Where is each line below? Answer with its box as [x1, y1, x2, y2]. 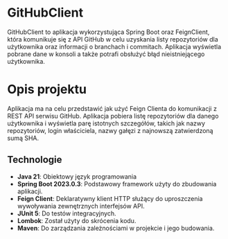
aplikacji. [17, 187, 43, 195]
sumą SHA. [7, 134, 40, 142]
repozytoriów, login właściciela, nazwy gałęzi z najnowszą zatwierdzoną [7, 126, 213, 134]
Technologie [7, 154, 62, 166]
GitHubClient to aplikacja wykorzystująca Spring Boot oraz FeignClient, [7, 28, 210, 36]
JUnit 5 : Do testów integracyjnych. [17, 209, 116, 218]
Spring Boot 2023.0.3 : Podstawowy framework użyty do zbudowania [17, 179, 217, 188]
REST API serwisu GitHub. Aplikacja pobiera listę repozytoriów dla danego [7, 112, 219, 120]
